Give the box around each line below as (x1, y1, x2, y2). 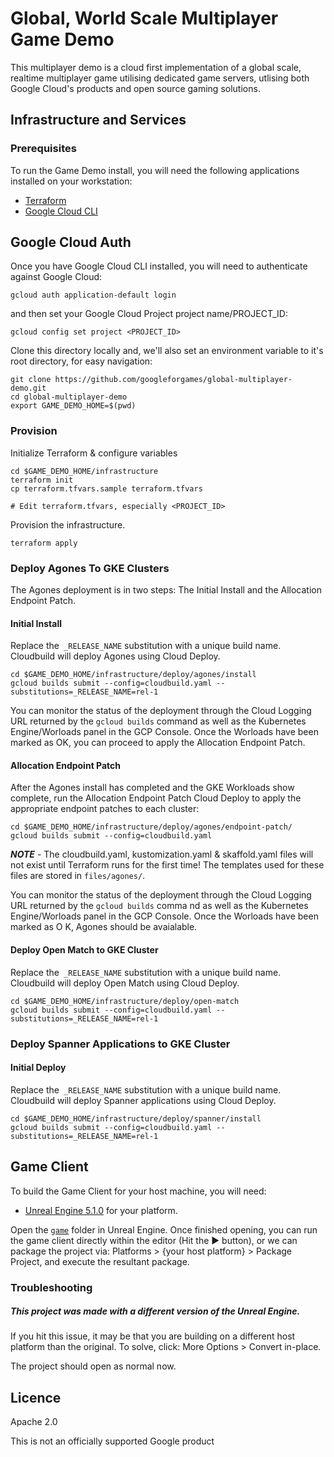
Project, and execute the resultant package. (10, 1255, 190, 1267)
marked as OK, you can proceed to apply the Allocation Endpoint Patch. (10, 737, 306, 749)
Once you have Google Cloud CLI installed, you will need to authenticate (10, 260, 308, 272)
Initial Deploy (10, 1062, 67, 1074)
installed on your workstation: (10, 175, 133, 187)
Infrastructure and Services (10, 112, 187, 129)
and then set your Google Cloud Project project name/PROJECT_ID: (10, 308, 288, 320)
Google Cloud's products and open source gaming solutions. (10, 82, 261, 94)
